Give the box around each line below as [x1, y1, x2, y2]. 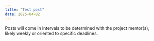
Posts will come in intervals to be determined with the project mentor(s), [5, 25, 150, 31]
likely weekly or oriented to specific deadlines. [5, 30, 98, 36]
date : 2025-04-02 [5, 12, 40, 17]
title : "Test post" [5, 7, 45, 12]
